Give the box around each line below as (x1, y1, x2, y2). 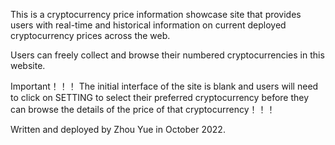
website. (10, 60, 46, 71)
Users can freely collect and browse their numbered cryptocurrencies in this (10, 49, 325, 61)
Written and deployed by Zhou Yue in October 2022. (10, 124, 226, 135)
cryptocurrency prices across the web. (10, 30, 171, 41)
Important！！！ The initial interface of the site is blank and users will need (10, 80, 319, 92)
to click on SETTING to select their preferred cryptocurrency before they (10, 92, 310, 103)
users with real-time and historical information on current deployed (10, 19, 287, 31)
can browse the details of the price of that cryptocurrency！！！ (10, 104, 276, 115)
